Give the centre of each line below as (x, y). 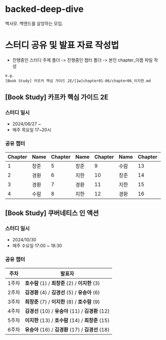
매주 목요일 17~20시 (32, 129)
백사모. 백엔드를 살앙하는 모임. (34, 23)
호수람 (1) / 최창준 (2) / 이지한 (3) (62, 283)
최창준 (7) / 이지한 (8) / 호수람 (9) (62, 302)
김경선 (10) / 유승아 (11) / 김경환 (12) (67, 311)
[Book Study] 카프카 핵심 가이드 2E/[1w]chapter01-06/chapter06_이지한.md (78, 81)
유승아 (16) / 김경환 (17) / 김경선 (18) (67, 330)
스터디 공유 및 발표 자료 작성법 (62, 45)
